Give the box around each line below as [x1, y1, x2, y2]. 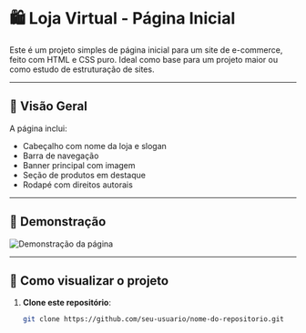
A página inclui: [9, 123, 67, 134]
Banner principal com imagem [22, 159, 136, 170]
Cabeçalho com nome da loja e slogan [22, 140, 167, 151]
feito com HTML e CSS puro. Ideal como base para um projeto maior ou [9, 54, 279, 65]
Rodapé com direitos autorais [22, 179, 134, 190]
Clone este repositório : [22, 298, 112, 308]
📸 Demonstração [9, 214, 107, 229]
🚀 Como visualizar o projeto [9, 273, 169, 288]
